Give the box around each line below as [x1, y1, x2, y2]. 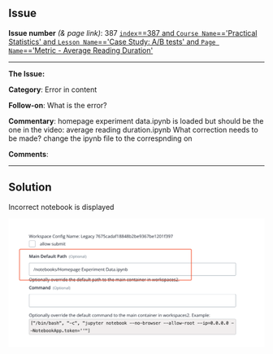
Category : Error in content [8, 85, 97, 94]
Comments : [8, 149, 49, 159]
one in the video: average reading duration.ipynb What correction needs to [8, 125, 258, 134]
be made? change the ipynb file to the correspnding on [8, 133, 193, 143]
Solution [8, 181, 52, 194]
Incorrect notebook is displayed [8, 202, 115, 212]
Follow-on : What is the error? [8, 100, 107, 110]
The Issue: [8, 68, 45, 78]
